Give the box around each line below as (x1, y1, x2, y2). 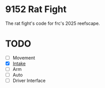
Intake (12, 60, 26, 66)
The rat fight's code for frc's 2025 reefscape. (5, 20, 100, 26)
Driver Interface (12, 77, 46, 84)
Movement (12, 55, 36, 61)
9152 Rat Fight (5, 4, 67, 15)
